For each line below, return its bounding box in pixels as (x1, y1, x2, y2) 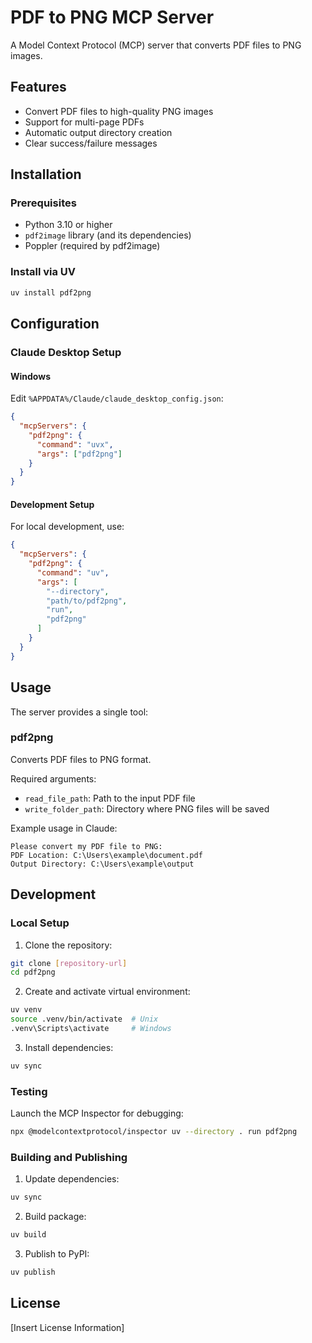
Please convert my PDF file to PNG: (10, 841, 163, 851)
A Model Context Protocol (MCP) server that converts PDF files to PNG (10, 39, 302, 51)
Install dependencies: (24, 1041, 114, 1053)
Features (10, 79, 67, 96)
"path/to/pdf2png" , (46, 596, 128, 606)
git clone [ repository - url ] (10, 958, 128, 968)
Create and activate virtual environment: (24, 986, 191, 998)
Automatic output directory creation (24, 126, 173, 138)
